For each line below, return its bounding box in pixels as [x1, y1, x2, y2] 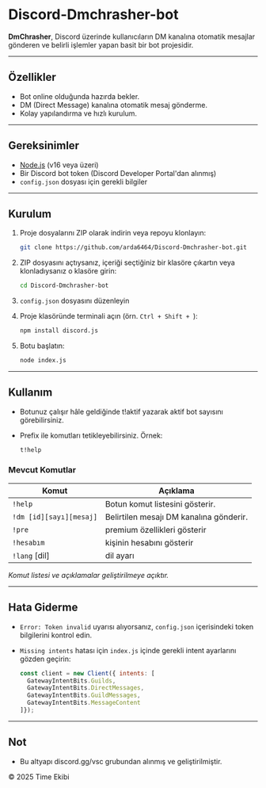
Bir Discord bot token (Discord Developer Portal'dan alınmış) [19, 168, 217, 178]
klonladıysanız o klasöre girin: [19, 266, 117, 276]
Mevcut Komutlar [8, 465, 77, 476]
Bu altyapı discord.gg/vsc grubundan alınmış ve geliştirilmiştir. [19, 756, 222, 766]
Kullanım [8, 386, 53, 400]
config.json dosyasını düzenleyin [19, 296, 130, 306]
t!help [19, 446, 42, 453]
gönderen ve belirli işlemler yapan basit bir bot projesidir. [8, 40, 194, 49]
